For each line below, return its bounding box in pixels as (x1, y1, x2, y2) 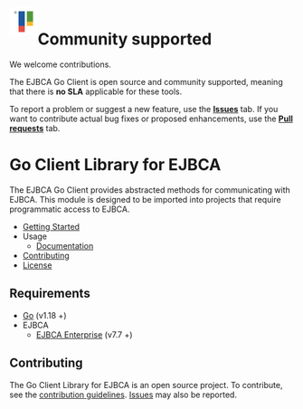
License (22, 260, 52, 271)
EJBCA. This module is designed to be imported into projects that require (9, 194, 282, 204)
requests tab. (9, 122, 61, 133)
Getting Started (22, 221, 80, 232)
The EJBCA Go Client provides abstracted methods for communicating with (9, 184, 291, 195)
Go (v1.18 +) (22, 309, 67, 320)
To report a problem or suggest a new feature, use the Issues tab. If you (9, 103, 279, 114)
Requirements (9, 286, 90, 301)
